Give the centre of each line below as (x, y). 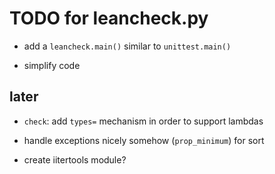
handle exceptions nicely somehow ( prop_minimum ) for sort (144, 140)
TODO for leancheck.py (109, 18)
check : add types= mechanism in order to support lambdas (143, 121)
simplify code (52, 65)
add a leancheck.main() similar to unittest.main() (127, 46)
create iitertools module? (75, 159)
